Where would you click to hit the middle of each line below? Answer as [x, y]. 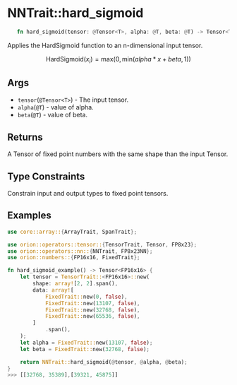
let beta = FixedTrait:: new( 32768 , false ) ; [85, 349]
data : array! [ [53, 290]
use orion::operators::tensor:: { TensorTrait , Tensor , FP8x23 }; [102, 244]
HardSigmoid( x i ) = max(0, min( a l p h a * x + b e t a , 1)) [119, 60]
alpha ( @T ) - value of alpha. [55, 107]
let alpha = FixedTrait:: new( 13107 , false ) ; [86, 343]
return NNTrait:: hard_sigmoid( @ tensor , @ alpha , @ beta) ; [104, 362]
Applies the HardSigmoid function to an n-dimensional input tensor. [105, 45]
